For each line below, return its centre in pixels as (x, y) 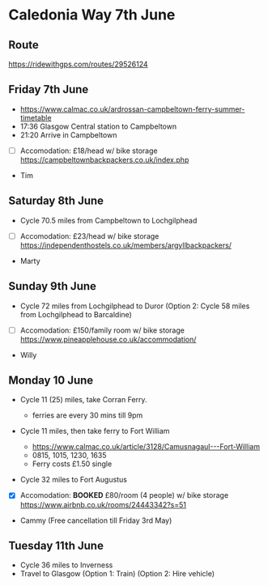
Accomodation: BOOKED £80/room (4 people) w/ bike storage (124, 495)
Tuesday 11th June (56, 545)
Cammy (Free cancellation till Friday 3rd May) (96, 520)
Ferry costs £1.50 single (72, 464)
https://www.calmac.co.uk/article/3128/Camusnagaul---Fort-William (146, 447)
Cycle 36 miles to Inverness (66, 565)
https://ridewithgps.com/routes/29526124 (78, 64)
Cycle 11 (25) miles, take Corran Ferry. (83, 400)
